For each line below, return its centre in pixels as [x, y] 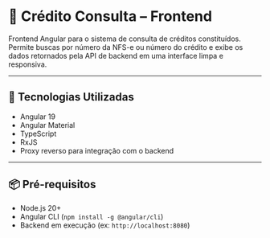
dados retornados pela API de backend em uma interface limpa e [116, 55]
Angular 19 [38, 117]
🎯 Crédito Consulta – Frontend [110, 16]
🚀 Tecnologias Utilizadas [71, 97]
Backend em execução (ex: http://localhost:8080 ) [105, 225]
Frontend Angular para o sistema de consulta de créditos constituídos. [125, 39]
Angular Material [47, 125]
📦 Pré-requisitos [52, 185]
